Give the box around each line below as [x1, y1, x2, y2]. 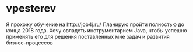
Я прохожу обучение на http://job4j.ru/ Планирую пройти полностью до [6, 21, 185, 28]
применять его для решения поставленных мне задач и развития [6, 33, 170, 40]
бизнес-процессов [6, 39, 54, 46]
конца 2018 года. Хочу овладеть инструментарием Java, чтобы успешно [6, 27, 188, 34]
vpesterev [6, 2, 57, 15]
